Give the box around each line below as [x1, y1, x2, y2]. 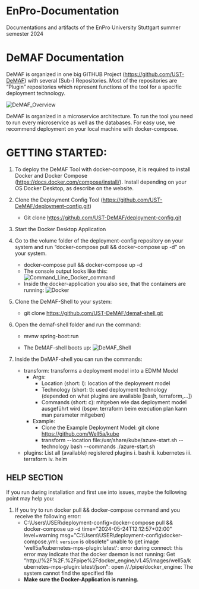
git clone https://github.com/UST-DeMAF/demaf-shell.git [23, 309, 163, 316]
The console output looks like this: [23, 267, 108, 275]
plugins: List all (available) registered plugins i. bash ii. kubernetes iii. [23, 449, 192, 456]
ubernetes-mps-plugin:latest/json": [23, 563, 110, 570]
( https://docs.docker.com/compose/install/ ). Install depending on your [14, 178, 187, 185]
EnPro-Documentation [6, 4, 119, 18]
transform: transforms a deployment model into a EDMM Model [23, 367, 179, 374]
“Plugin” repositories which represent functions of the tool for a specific [6, 83, 182, 90]
